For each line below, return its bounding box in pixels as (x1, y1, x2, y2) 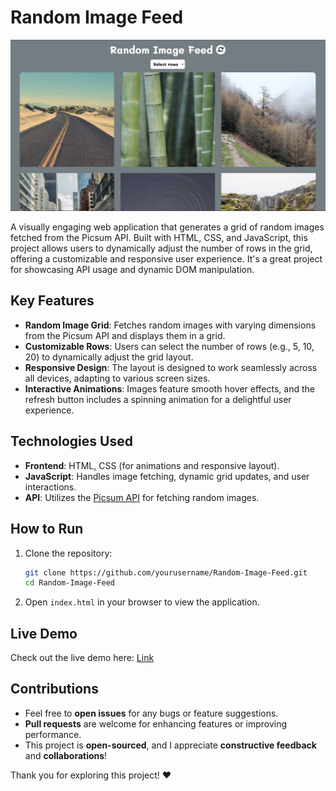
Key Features (10, 292, 95, 310)
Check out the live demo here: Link (10, 652, 155, 664)
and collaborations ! (24, 749, 108, 761)
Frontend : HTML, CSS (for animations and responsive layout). (24, 459, 280, 471)
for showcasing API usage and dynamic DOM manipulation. (10, 264, 255, 276)
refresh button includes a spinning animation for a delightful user (24, 393, 292, 405)
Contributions (10, 681, 99, 698)
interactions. (24, 481, 77, 493)
